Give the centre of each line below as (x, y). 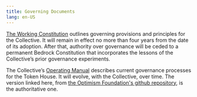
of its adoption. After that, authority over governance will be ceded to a (92, 46)
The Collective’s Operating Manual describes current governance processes (99, 70)
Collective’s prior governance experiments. (58, 59)
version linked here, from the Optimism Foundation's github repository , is (95, 82)
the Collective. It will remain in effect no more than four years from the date (97, 40)
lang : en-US (21, 17)
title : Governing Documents (41, 11)
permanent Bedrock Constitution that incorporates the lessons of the (90, 52)
